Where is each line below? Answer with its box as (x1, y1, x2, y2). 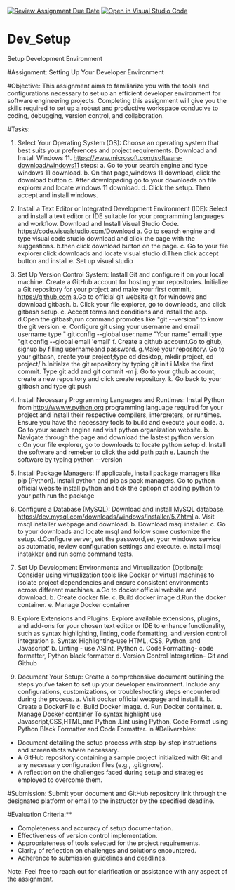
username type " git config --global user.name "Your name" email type (17, 330, 222, 338)
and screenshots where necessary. (17, 745, 119, 754)
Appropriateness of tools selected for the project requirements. (17, 839, 201, 847)
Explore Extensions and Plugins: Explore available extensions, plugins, (17, 614, 221, 623)
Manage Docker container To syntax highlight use (17, 710, 161, 718)
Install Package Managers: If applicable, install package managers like (17, 469, 221, 477)
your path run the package (17, 491, 95, 500)
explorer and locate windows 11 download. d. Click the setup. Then (17, 183, 210, 192)
